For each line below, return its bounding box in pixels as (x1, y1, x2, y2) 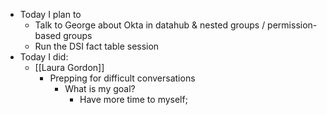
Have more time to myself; (79, 94, 188, 105)
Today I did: (19, 51, 69, 63)
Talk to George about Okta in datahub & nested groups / (34, 19, 266, 31)
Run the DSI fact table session (34, 40, 160, 52)
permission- (267, 19, 318, 31)
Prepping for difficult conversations (49, 72, 196, 84)
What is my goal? (64, 83, 136, 94)
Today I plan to (19, 9, 82, 20)
